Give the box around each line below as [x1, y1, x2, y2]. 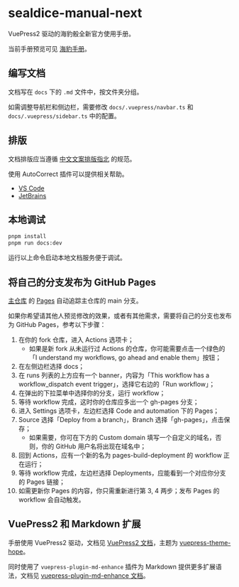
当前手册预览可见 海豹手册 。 [8, 44, 91, 53]
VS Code [18, 183, 45, 193]
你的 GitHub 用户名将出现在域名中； [41, 442, 147, 451]
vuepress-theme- [179, 538, 231, 546]
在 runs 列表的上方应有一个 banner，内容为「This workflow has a [18, 371, 210, 379]
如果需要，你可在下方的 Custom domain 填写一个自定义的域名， [28, 433, 216, 441]
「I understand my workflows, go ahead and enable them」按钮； [28, 353, 222, 362]
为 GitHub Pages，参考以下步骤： [8, 320, 106, 328]
